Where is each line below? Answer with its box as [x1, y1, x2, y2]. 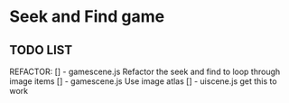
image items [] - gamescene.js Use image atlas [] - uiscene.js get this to [9, 76, 277, 87]
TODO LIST [9, 42, 73, 58]
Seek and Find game [9, 6, 165, 27]
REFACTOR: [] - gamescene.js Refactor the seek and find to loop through [9, 66, 281, 77]
